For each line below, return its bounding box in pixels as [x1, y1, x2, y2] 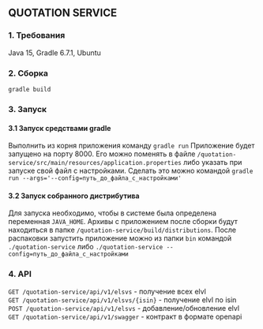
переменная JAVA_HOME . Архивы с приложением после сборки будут [8, 217, 239, 226]
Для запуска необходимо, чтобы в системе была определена [8, 208, 217, 218]
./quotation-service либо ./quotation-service [8, 242, 163, 252]
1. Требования [8, 30, 66, 41]
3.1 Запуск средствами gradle [8, 123, 111, 133]
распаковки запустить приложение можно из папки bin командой [8, 234, 232, 243]
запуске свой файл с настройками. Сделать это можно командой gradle [8, 166, 254, 176]
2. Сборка [8, 67, 49, 78]
